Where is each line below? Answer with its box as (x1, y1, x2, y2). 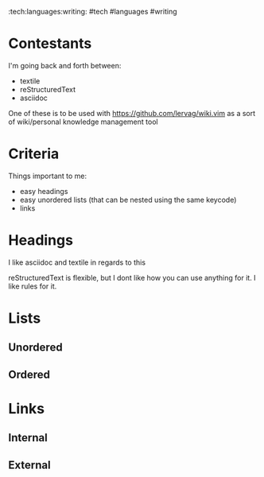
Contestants (8, 35, 92, 52)
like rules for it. (8, 281, 57, 291)
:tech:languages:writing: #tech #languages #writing (8, 7, 177, 16)
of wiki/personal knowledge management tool (8, 117, 158, 126)
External (8, 458, 51, 471)
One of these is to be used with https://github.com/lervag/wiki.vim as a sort (8, 108, 256, 118)
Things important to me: (8, 171, 87, 180)
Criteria (8, 145, 60, 163)
